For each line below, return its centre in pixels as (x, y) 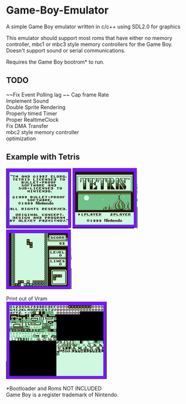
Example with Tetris (43, 157)
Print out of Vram (27, 299)
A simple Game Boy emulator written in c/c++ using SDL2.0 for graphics (93, 27)
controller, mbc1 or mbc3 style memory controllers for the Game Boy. (89, 44)
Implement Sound (27, 101)
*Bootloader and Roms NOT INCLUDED (54, 388)
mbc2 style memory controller (43, 132)
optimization (21, 138)
